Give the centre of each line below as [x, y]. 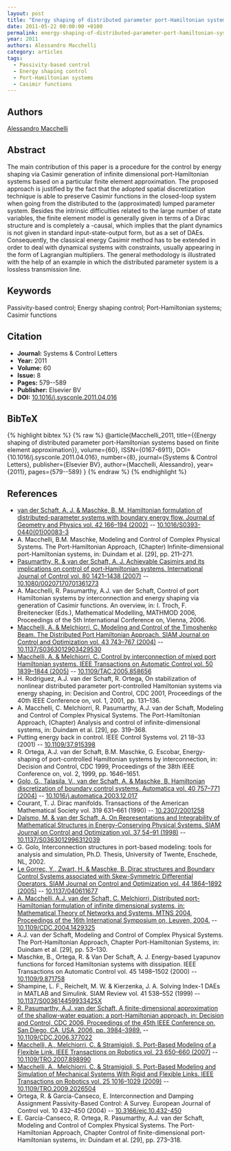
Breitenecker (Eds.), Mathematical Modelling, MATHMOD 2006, [107, 613]
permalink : [23, 33]
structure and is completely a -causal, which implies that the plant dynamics [115, 225]
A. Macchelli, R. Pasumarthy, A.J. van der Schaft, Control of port [108, 591]
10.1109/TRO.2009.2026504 [56, 1089]
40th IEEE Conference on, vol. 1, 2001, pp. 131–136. [89, 701]
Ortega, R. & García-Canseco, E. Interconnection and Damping [105, 1096]
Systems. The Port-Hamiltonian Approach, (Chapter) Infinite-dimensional [120, 547]
